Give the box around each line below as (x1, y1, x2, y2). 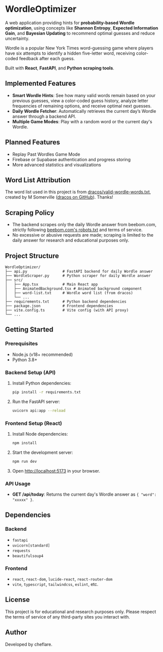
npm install (12, 441, 37, 446)
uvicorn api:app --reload (12, 408, 65, 413)
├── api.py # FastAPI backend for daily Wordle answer (5, 269, 153, 274)
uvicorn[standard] (12, 543, 50, 548)
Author (5, 628, 27, 637)
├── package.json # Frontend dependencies (5, 304, 113, 309)
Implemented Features (5, 79, 76, 88)
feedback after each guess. (19, 55, 75, 61)
